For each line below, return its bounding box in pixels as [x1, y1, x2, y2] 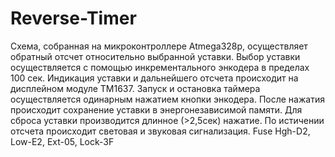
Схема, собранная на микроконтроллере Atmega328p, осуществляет [10, 40, 308, 52]
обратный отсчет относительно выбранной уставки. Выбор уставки [10, 50, 301, 62]
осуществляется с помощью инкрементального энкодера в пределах [10, 61, 310, 73]
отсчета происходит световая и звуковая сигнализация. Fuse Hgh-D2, [10, 125, 311, 137]
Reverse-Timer [10, 7, 137, 30]
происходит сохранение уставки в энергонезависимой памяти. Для [10, 103, 303, 116]
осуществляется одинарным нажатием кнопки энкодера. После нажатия [10, 93, 325, 105]
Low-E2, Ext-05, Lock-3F [10, 135, 115, 147]
